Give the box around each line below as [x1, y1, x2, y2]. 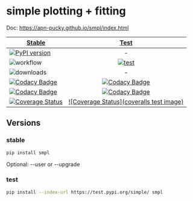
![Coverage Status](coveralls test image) [68, 97, 184, 106]
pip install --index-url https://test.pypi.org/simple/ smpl [6, 189, 163, 195]
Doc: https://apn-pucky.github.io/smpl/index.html [6, 24, 129, 31]
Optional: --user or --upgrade [6, 161, 80, 168]
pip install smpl [6, 149, 50, 156]
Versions [6, 118, 41, 128]
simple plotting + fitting [6, 4, 126, 18]
